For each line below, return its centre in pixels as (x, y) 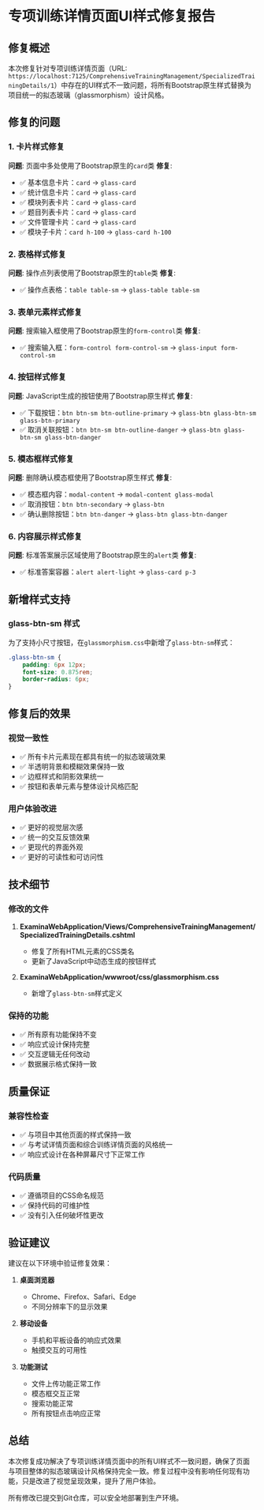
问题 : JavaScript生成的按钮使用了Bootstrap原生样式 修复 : (100, 395)
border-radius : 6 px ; (56, 679)
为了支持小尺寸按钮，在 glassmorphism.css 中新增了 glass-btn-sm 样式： (121, 642)
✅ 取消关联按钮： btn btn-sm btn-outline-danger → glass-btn (120, 429)
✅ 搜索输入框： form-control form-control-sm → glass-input (119, 348)
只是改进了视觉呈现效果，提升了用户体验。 (91, 1481)
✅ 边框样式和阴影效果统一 (61, 776)
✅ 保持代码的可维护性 (55, 1206)
